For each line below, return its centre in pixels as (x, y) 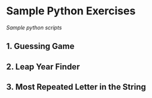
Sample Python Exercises (71, 11)
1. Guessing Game (40, 46)
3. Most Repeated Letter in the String (76, 87)
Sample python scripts (34, 27)
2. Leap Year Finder (43, 67)
